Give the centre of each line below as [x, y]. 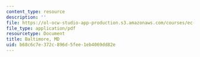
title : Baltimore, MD [33, 39]
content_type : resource [36, 12]
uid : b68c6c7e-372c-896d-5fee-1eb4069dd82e [61, 45]
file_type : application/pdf [41, 28]
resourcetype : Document [36, 34]
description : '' [26, 17]
